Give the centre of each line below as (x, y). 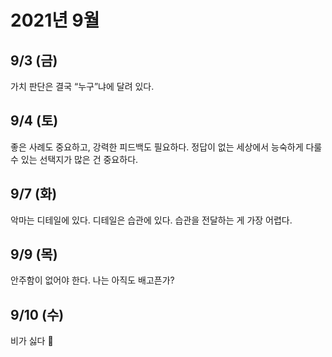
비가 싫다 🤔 (32, 341)
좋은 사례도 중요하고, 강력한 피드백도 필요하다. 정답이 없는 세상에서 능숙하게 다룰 (166, 147)
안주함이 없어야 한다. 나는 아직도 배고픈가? (92, 280)
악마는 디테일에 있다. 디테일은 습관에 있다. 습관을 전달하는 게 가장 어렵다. (151, 220)
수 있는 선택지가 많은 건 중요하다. (74, 159)
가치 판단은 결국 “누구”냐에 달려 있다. (82, 86)
